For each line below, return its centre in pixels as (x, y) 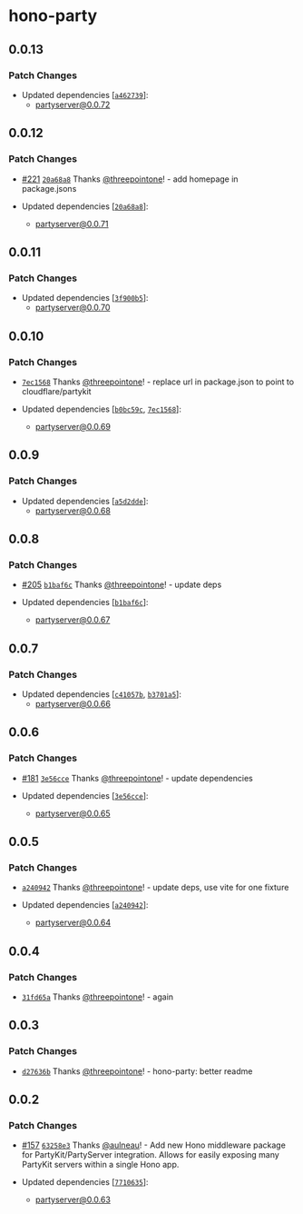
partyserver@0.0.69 (73, 426)
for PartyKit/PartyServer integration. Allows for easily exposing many (151, 1155)
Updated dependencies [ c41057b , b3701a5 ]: (102, 694)
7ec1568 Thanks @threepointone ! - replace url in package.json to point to (158, 382)
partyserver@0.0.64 (73, 922)
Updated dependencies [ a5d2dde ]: (85, 501)
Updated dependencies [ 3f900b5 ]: (85, 298)
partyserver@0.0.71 (72, 224)
